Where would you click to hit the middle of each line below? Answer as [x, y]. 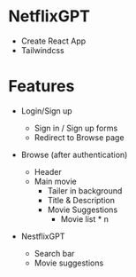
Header [48, 171]
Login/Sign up [46, 111]
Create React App [53, 41]
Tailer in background [85, 190]
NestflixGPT [43, 236]
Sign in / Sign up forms [76, 128]
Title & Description [81, 200]
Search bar [54, 253]
